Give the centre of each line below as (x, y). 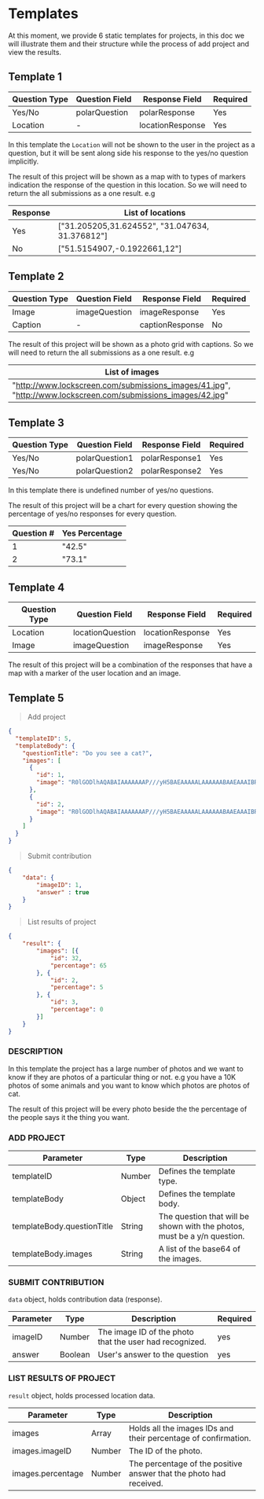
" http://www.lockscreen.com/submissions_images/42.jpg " (121, 395)
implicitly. (24, 161)
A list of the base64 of (200, 1249)
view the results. (35, 52)
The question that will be (204, 1217)
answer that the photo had (177, 1473)
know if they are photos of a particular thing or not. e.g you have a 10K (122, 1077)
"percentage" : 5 (77, 988)
